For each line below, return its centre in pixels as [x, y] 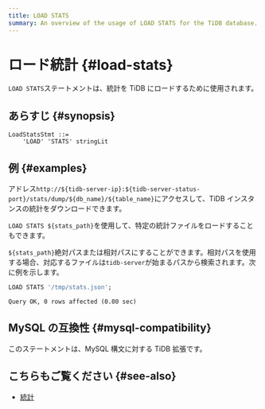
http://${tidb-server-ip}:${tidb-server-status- [118, 189]
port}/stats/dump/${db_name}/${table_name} [82, 200]
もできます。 [29, 236]
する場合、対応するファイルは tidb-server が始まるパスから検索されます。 [129, 263]
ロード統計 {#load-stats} [91, 65]
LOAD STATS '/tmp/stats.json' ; [60, 287]
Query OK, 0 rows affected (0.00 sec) [72, 302]
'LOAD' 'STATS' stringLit [66, 142]
